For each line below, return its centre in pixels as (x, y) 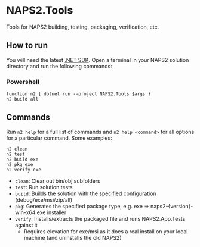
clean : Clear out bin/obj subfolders (57, 181)
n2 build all (22, 99)
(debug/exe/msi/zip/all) (44, 199)
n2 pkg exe (20, 164)
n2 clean (17, 149)
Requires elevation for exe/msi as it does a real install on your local (106, 231)
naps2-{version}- (172, 206)
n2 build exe (22, 159)
